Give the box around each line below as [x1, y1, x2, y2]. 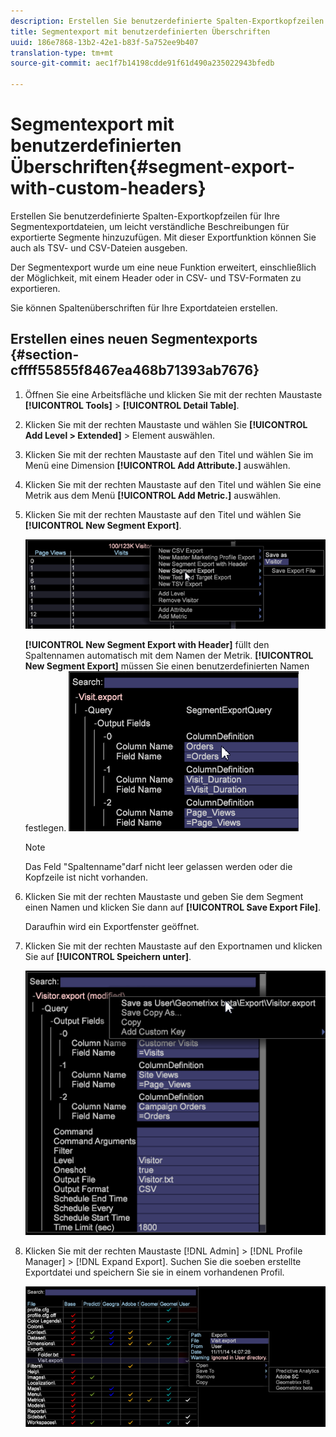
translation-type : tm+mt [10, 48, 114, 58]
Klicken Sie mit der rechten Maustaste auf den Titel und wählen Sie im [24, 448, 314, 460]
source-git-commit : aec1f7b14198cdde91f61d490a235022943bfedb [10, 58, 275, 69]
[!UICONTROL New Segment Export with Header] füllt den [24, 638, 270, 650]
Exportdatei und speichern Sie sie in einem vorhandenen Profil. [24, 1266, 285, 1279]
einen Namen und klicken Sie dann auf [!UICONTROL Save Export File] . [24, 901, 322, 913]
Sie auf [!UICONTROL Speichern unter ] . [24, 950, 192, 962]
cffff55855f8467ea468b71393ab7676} [10, 362, 260, 379]
